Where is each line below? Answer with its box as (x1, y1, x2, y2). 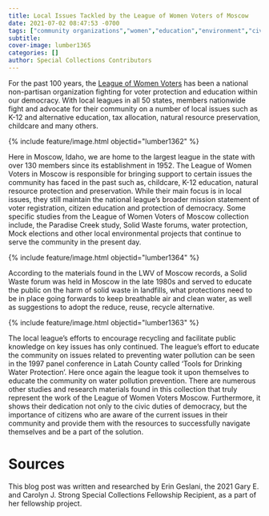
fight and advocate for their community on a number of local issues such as (8, 103, 258, 113)
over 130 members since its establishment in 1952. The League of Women (8, 160, 252, 170)
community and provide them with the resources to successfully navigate (8, 418, 251, 428)
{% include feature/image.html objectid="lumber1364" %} (8, 252, 200, 262)
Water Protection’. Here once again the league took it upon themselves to (8, 367, 250, 377)
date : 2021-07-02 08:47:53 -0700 (8, 19, 120, 27)
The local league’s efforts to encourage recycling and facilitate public (8, 333, 236, 343)
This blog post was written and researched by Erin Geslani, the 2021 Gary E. (8, 482, 259, 491)
